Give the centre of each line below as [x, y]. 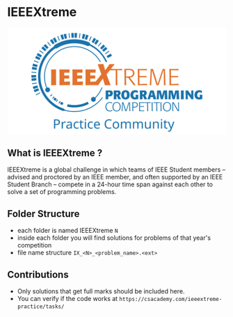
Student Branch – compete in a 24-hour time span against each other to [110, 184]
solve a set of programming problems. [62, 192]
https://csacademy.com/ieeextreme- [171, 299]
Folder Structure [43, 214]
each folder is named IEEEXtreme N [67, 231]
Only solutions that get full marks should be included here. [101, 291]
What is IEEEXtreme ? [55, 153]
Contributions [38, 274]
